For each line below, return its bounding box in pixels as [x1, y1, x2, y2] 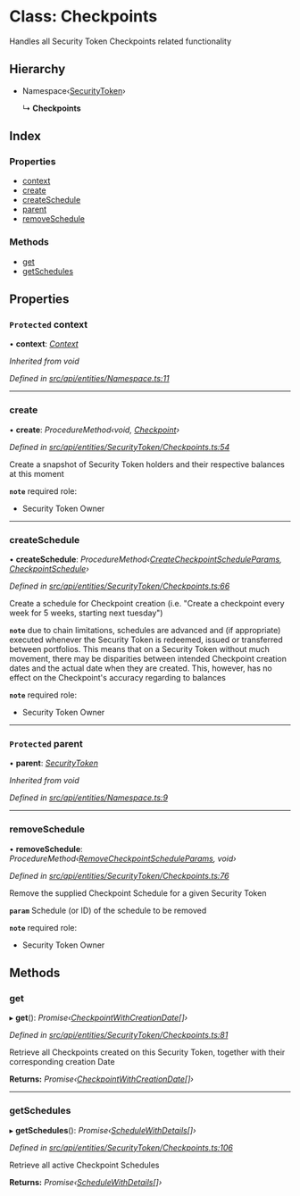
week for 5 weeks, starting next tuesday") [9, 607, 163, 618]
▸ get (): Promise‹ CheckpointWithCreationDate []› [9, 1012, 188, 1024]
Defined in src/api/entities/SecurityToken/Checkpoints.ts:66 [9, 581, 230, 591]
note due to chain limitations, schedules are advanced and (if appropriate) [9, 625, 281, 636]
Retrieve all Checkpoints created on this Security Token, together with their [9, 1047, 286, 1058]
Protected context [9, 319, 88, 331]
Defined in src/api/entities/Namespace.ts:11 [9, 373, 170, 384]
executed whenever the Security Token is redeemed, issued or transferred [9, 634, 283, 645]
